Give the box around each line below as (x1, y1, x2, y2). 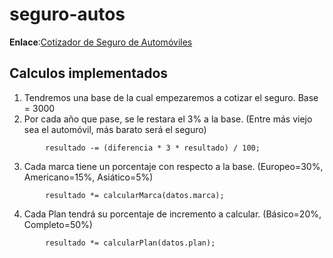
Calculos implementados (9, 65, 169, 82)
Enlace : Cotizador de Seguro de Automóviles (9, 36, 193, 48)
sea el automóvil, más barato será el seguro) (23, 123, 207, 135)
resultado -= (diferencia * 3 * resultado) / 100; (45, 143, 261, 153)
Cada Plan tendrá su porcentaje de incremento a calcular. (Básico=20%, (23, 208, 322, 220)
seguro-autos (9, 3, 126, 26)
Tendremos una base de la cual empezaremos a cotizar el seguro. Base (23, 91, 319, 103)
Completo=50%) (23, 218, 93, 230)
